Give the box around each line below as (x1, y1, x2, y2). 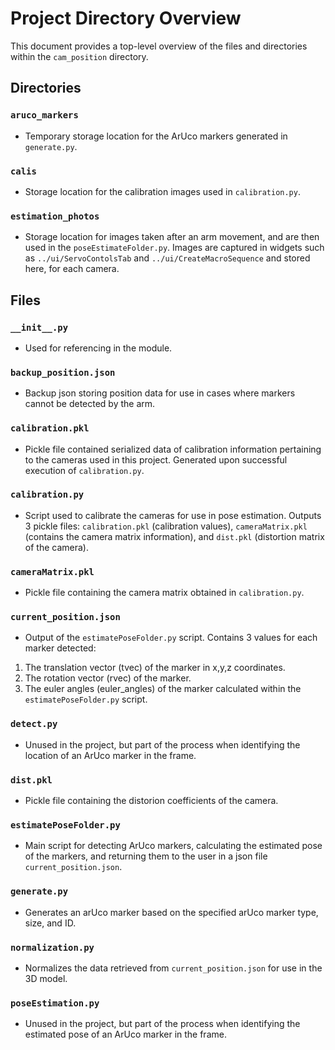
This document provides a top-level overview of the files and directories (10, 40, 308, 52)
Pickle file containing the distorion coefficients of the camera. (24, 794, 279, 806)
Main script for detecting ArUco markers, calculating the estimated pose (24, 840, 323, 852)
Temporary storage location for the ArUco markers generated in (24, 130, 288, 142)
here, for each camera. (24, 263, 120, 275)
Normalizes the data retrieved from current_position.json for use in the (24, 962, 323, 974)
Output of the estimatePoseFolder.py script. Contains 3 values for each (24, 632, 318, 644)
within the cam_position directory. (10, 50, 149, 62)
